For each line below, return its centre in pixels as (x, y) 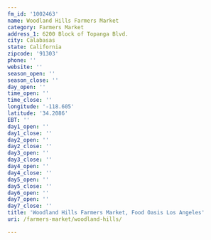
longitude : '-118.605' (41, 107)
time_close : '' (30, 100)
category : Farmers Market (45, 27)
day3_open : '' (28, 153)
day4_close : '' (30, 173)
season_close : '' (33, 80)
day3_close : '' (30, 160)
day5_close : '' (30, 186)
